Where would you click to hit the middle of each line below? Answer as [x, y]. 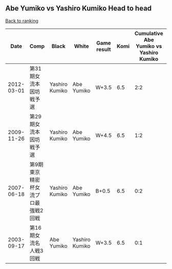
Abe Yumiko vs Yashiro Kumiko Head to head [79, 8]
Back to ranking [22, 20]
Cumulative [149, 33]
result [104, 49]
